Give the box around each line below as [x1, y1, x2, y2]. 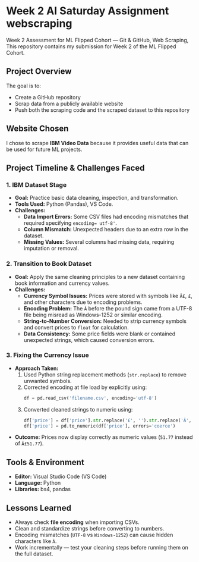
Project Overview [6, 67, 72, 77]
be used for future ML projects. [6, 146, 83, 153]
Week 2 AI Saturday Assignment [6, 4, 169, 18]
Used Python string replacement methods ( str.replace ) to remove [23, 371, 187, 378]
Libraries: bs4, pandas [14, 486, 71, 493]
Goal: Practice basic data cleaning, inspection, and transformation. [14, 194, 179, 202]
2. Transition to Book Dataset [6, 260, 92, 268]
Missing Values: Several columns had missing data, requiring [23, 238, 175, 246]
